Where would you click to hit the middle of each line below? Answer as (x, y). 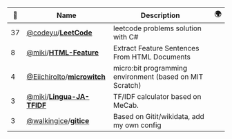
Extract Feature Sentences (156, 48)
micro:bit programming (150, 68)
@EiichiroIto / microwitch (66, 77)
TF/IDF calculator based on (157, 96)
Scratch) (127, 85)
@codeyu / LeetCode (59, 33)
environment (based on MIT (158, 77)
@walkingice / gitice (58, 121)
